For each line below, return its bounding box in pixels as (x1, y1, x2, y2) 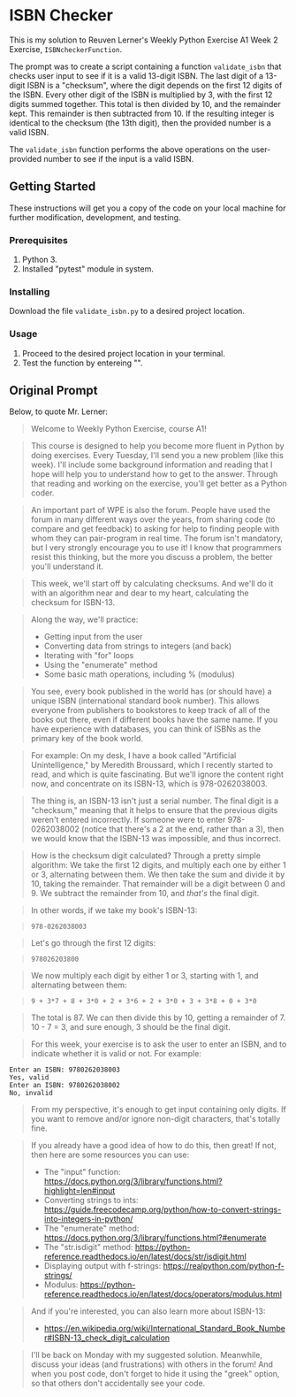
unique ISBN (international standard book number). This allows (30, 695, 260, 706)
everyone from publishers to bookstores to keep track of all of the (30, 705, 271, 716)
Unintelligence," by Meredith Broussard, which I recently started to (30, 760, 274, 771)
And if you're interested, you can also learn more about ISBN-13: (30, 1306, 266, 1316)
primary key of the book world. (30, 733, 144, 744)
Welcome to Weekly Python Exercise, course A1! (30, 424, 207, 434)
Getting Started (9, 179, 96, 195)
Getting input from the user (43, 632, 143, 642)
